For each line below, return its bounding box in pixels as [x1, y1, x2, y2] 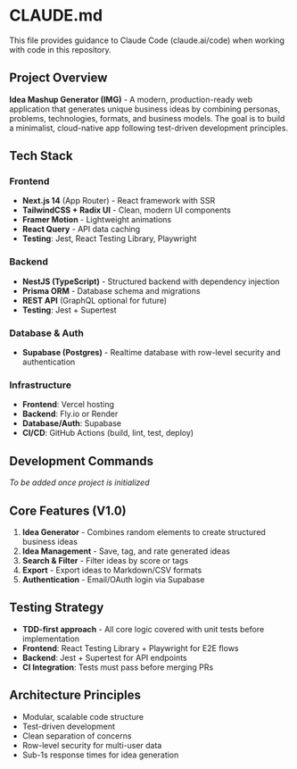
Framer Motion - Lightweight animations [21, 214, 172, 225]
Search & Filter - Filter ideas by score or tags [21, 555, 189, 565]
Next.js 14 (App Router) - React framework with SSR [21, 196, 216, 206]
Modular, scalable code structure [21, 711, 144, 722]
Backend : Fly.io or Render [21, 408, 119, 420]
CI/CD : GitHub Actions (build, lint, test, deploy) [21, 428, 194, 439]
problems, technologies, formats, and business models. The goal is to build [9, 113, 285, 123]
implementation [21, 633, 80, 644]
